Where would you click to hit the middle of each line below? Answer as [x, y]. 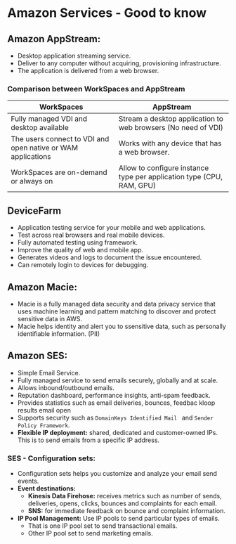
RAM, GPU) [137, 186]
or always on [32, 181]
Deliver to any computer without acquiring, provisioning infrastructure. [119, 63]
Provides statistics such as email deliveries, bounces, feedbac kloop [116, 403]
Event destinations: [46, 488]
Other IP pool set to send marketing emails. [90, 533]
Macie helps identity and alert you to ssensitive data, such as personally [122, 326]
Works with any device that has [170, 143]
